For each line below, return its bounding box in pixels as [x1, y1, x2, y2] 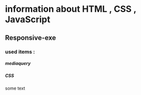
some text [5, 85, 26, 91]
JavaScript [5, 14, 51, 25]
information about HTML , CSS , [5, 3, 137, 15]
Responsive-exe [5, 33, 56, 42]
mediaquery [5, 61, 31, 66]
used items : [5, 48, 35, 55]
